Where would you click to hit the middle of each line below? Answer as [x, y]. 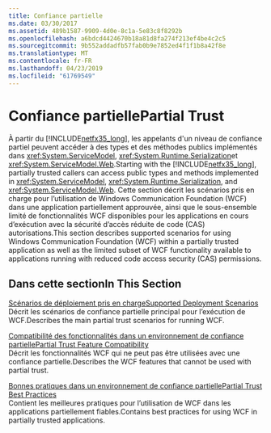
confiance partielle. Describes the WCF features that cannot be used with [130, 362]
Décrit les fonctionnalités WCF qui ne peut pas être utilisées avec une [124, 353]
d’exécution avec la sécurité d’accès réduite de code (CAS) [107, 224]
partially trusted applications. [57, 420]
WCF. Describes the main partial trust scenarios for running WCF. [116, 321]
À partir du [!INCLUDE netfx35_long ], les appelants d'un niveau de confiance [135, 138]
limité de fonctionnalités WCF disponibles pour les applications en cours [129, 216]
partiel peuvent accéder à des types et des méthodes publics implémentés [133, 147]
